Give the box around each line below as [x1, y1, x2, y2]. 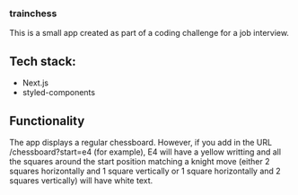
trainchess [9, 7, 57, 20]
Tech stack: [9, 53, 76, 69]
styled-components [22, 87, 96, 98]
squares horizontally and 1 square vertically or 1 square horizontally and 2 [9, 165, 281, 176]
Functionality [9, 113, 85, 129]
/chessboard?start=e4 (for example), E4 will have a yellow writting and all [9, 146, 281, 157]
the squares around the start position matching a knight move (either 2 [9, 155, 271, 166]
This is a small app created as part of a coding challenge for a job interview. [9, 28, 290, 39]
